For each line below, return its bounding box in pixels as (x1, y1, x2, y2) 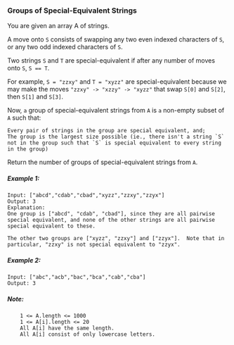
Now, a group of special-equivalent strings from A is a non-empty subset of (7, 106, 225, 115)
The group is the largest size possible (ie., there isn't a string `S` (7, 133, 225, 141)
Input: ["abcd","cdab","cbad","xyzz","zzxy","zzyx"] (7, 192, 165, 199)
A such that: (7, 113, 41, 122)
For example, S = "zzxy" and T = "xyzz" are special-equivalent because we (7, 77, 227, 86)
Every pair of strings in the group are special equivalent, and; (7, 127, 206, 134)
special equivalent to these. (7, 222, 96, 230)
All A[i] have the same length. (20, 325, 115, 332)
